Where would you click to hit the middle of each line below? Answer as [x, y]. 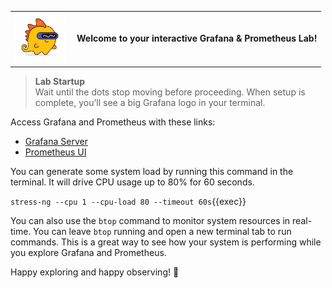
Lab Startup [60, 82]
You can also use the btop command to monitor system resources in [150, 221]
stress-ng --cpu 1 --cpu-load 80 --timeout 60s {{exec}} [128, 202]
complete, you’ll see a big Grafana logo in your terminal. [150, 103]
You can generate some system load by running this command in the [152, 172]
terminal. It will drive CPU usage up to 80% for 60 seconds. [132, 182]
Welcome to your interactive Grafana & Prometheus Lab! [197, 38]
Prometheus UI [55, 152]
